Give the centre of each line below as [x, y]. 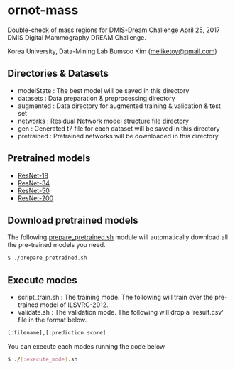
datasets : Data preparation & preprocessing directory [96, 98]
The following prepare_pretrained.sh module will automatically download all [118, 237]
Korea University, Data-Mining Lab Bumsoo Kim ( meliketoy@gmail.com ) [113, 51]
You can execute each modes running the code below [86, 346]
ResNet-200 [35, 198]
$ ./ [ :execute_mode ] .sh [43, 359]
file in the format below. [52, 320]
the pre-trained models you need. [56, 245]
